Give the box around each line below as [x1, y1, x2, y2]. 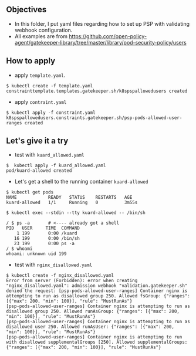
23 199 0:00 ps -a [13, 240, 75, 247]
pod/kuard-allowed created [6, 168, 72, 174]
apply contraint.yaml [14, 98, 67, 105]
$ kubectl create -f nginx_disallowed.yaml [6, 273, 114, 279]
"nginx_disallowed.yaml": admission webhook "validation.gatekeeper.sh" [6, 283, 188, 289]
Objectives [6, 5, 47, 15]
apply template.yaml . [14, 72, 66, 79]
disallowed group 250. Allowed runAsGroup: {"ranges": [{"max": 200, [6, 308, 180, 314]
